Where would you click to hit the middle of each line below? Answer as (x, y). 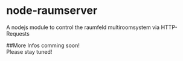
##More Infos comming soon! (43, 45)
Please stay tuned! (29, 51)
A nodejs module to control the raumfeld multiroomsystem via (83, 27)
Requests (18, 33)
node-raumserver (52, 11)
